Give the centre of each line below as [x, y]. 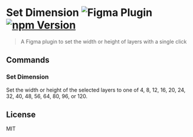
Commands [28, 60]
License [21, 115]
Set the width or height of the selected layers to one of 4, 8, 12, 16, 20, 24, [96, 90]
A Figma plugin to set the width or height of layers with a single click [104, 41]
